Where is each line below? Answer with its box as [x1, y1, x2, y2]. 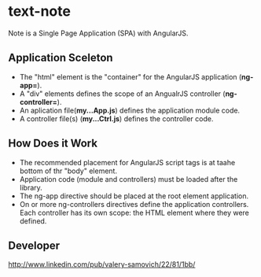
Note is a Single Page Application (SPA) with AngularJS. [8, 28, 189, 38]
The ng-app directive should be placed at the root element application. [19, 191, 249, 201]
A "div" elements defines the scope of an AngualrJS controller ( [19, 89, 226, 98]
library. [19, 183, 43, 192]
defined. [19, 216, 47, 226]
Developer [8, 238, 61, 252]
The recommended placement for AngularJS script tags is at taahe [19, 157, 236, 167]
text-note [8, 2, 71, 20]
